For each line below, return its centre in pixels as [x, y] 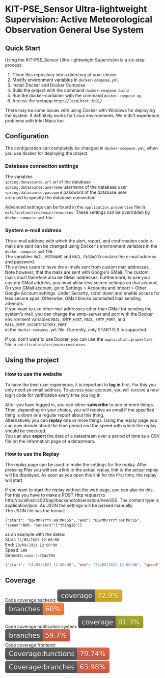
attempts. [15, 304]
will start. [14, 480]
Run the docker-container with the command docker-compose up [77, 95]
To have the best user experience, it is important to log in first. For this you [81, 385]
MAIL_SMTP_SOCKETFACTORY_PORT [36, 325]
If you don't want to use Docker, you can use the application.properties [79, 339]
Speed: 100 [16, 550]
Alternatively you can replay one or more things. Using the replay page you [81, 420]
